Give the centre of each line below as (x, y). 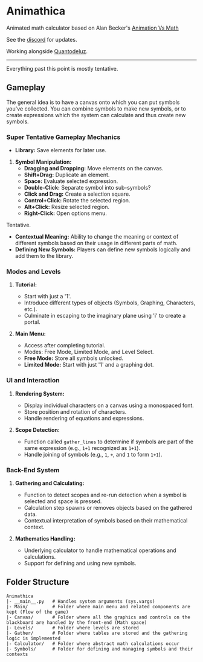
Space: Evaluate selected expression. (71, 181)
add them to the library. (44, 256)
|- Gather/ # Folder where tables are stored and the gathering (97, 633)
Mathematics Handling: (45, 538)
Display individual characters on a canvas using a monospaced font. (109, 405)
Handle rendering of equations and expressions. (84, 418)
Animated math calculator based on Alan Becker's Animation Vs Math (93, 28)
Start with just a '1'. (47, 297)
